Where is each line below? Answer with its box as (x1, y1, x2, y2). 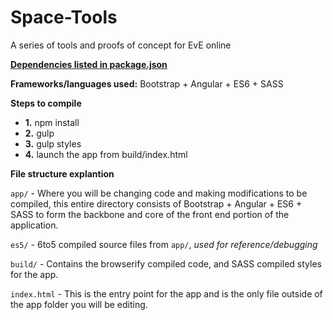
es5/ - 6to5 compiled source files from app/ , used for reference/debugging (10, 238, 318, 250)
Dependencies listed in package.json (10, 58, 168, 70)
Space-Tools (10, 6, 118, 29)
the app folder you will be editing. (10, 298, 148, 310)
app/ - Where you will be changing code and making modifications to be (10, 187, 308, 199)
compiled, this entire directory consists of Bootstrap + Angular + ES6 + (10, 197, 303, 210)
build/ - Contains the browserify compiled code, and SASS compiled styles (10, 257, 322, 270)
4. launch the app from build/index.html (24, 148, 188, 160)
